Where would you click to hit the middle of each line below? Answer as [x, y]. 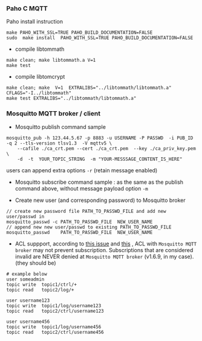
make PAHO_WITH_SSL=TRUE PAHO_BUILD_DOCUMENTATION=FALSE [80, 33]
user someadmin [25, 279]
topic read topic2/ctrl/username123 [55, 311]
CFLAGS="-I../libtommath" [39, 93]
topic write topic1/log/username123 [54, 306]
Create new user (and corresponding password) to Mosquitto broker [100, 200]
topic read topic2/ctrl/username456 [55, 332]
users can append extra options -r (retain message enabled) [82, 170]
